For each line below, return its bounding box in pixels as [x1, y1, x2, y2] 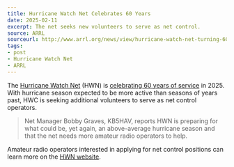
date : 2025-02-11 [7, 17, 58, 24]
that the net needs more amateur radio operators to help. [24, 132, 188, 140]
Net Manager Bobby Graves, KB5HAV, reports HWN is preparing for [24, 116, 218, 125]
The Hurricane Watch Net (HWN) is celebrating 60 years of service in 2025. [7, 81, 225, 89]
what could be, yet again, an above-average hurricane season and [24, 124, 215, 132]
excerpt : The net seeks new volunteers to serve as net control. [7, 23, 201, 30]
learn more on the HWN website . [7, 152, 101, 161]
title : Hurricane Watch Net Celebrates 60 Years [7, 10, 151, 17]
